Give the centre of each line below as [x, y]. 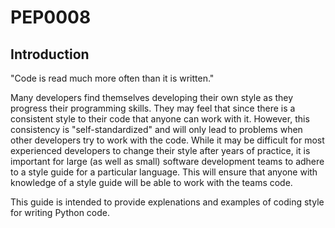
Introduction [50, 54]
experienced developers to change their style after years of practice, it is [160, 150]
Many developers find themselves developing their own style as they [152, 97]
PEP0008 [51, 17]
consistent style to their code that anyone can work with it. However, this [160, 119]
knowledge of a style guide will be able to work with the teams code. [151, 182]
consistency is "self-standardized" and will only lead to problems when [156, 129]
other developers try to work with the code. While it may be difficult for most [167, 140]
